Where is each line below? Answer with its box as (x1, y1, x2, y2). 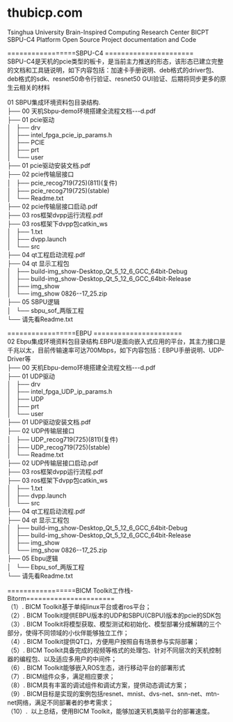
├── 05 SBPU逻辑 (7, 298, 61, 306)
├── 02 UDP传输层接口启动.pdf (7, 459, 99, 467)
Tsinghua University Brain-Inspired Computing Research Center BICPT (7, 28, 209, 36)
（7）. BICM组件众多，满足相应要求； (7, 672, 115, 680)
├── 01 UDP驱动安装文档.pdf (7, 417, 91, 426)
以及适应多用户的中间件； (43, 654, 117, 663)
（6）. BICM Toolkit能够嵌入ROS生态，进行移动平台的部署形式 (7, 663, 186, 672)
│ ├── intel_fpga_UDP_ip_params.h (7, 387, 113, 395)
